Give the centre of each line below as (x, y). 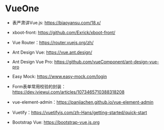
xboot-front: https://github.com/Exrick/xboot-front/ (64, 32)
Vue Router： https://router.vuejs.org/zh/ (53, 43)
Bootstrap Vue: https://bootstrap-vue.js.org (56, 122)
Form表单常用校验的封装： (39, 87)
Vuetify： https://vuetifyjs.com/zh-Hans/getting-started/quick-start (80, 112)
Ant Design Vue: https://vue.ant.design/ (52, 52)
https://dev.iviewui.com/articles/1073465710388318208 (68, 92)
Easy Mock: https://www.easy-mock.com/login (59, 76)
